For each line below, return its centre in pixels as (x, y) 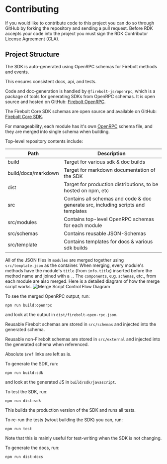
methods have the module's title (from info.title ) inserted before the (79, 270)
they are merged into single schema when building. (58, 131)
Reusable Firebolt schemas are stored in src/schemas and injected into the (81, 324)
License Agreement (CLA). (32, 39)
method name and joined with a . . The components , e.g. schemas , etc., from (81, 276)
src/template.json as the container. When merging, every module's (75, 265)
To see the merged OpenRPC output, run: (47, 296)
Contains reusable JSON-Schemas (105, 233)
